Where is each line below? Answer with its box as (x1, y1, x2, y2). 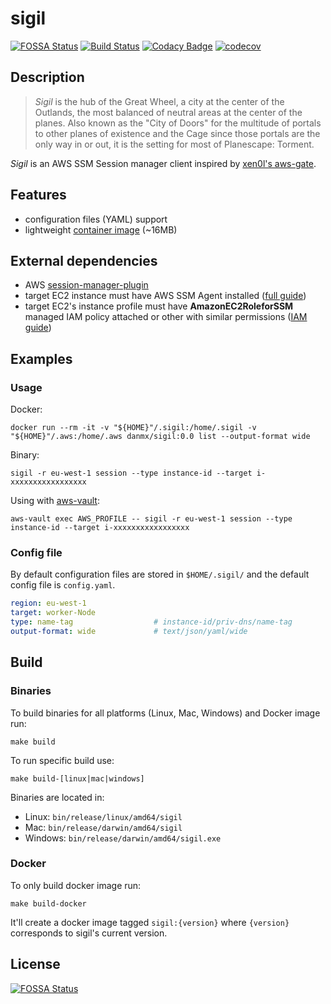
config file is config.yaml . (10, 579, 116, 591)
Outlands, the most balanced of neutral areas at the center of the (34, 106, 303, 118)
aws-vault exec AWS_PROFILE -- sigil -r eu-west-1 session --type (10, 514, 293, 524)
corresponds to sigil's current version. (10, 927, 168, 939)
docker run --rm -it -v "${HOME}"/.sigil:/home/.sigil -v (10, 423, 257, 433)
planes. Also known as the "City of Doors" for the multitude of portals (34, 117, 322, 129)
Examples (10, 350, 73, 367)
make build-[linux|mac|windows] (10, 773, 145, 784)
